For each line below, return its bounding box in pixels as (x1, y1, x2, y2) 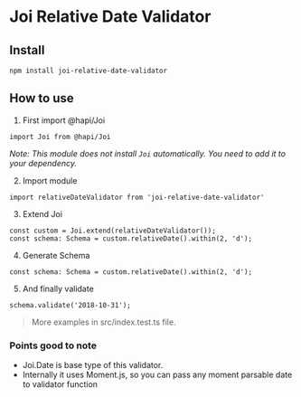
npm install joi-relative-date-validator (9, 66, 168, 75)
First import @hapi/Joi (22, 115, 106, 126)
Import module (22, 175, 78, 186)
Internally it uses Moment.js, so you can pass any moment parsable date (22, 369, 293, 381)
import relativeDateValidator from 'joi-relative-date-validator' (9, 193, 265, 202)
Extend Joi (22, 208, 63, 219)
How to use (9, 90, 74, 106)
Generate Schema (22, 250, 90, 260)
